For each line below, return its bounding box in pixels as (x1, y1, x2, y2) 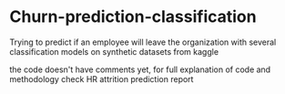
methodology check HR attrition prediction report (9, 73, 194, 84)
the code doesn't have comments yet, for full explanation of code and (9, 64, 271, 75)
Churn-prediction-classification (9, 6, 257, 27)
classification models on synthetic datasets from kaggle (9, 46, 219, 57)
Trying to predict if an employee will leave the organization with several (9, 37, 277, 47)
